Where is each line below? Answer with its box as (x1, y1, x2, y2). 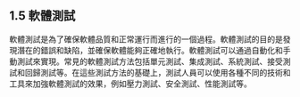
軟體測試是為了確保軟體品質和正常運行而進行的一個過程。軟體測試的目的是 (9, 34, 283, 44)
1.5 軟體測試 (9, 8, 76, 24)
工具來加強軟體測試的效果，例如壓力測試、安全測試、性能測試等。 (9, 78, 252, 89)
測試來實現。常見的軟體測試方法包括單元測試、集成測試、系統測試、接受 (16, 56, 283, 67)
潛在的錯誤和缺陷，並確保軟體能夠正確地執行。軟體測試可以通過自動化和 (16, 44, 283, 55)
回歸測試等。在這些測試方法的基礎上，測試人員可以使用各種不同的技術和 (24, 67, 291, 77)
